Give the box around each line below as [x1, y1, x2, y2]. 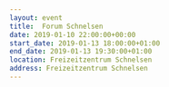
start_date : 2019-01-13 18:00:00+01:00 [9, 38, 161, 48]
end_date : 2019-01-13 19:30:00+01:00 [9, 47, 153, 56]
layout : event [9, 13, 64, 23]
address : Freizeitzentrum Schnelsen [9, 64, 148, 73]
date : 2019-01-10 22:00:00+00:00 [9, 30, 136, 39]
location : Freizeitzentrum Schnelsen [9, 55, 153, 64]
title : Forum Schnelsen [9, 22, 104, 31]
